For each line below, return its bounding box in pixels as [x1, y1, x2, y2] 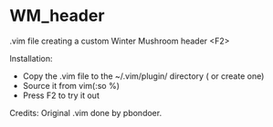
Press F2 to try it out [22, 90, 100, 101]
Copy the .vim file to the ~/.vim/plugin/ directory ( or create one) [22, 70, 265, 82]
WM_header [9, 5, 105, 26]
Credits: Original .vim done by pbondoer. [9, 107, 163, 118]
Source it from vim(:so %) [22, 80, 121, 91]
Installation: [9, 53, 53, 63]
